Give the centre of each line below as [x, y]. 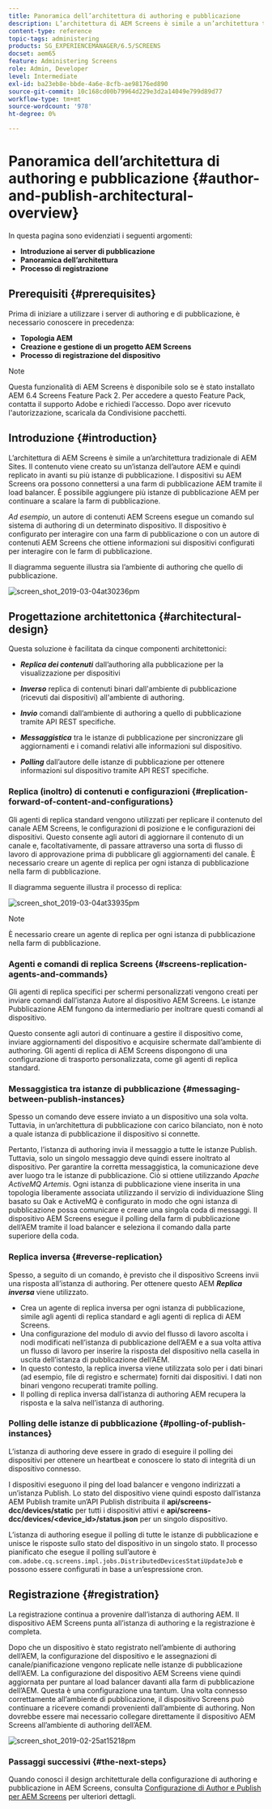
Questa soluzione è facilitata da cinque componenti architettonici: [118, 649]
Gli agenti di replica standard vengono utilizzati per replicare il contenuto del [136, 819]
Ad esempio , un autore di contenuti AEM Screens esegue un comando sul [132, 516]
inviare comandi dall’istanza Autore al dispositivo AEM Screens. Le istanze [132, 1000]
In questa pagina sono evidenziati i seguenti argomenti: [100, 235]
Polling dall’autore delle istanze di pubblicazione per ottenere [122, 762]
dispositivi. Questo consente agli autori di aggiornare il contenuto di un [126, 836]
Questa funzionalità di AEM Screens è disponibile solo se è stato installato [132, 386]
